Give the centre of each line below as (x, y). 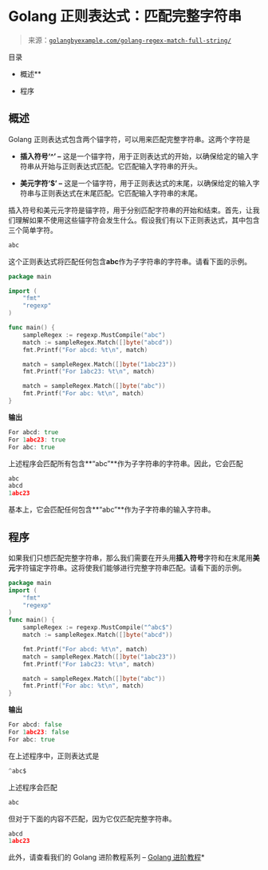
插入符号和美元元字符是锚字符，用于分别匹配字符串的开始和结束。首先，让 (130, 210)
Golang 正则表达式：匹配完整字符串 (125, 16)
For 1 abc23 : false (39, 732)
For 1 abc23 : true (37, 440)
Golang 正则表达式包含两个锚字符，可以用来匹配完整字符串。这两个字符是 (129, 139)
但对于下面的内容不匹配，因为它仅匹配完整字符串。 (92, 818)
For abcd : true (33, 432)
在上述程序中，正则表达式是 (54, 756)
